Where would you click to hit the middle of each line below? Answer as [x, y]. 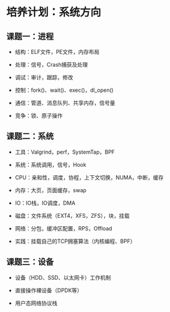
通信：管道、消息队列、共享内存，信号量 [65, 103]
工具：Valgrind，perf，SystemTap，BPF [65, 152]
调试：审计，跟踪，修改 [44, 77]
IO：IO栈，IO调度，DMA [45, 203]
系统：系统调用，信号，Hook [50, 164]
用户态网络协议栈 [36, 303]
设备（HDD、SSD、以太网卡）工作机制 [63, 277]
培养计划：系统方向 [54, 12]
